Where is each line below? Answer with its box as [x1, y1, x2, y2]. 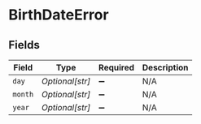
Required [98, 62, 135, 73]
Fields [8, 38, 41, 52]
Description [142, 62, 189, 73]
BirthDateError [8, 6, 109, 24]
